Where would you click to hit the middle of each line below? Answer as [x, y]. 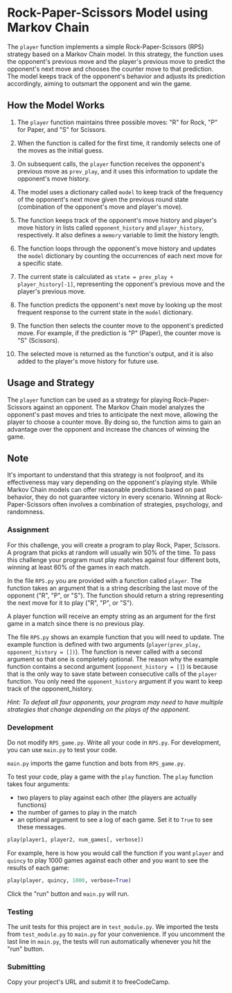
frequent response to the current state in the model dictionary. [105, 312]
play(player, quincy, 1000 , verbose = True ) [69, 880]
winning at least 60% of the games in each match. [79, 567]
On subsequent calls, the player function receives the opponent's [111, 164]
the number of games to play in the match [77, 812]
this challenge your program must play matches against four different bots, [114, 559]
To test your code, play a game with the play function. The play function [110, 776]
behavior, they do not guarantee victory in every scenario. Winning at [106, 497]
